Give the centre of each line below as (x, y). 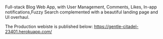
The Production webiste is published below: (49, 26)
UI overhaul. (17, 17)
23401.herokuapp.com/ (29, 32)
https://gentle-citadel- (116, 26)
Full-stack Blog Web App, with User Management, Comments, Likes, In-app (81, 7)
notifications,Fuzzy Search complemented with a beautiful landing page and (82, 12)
